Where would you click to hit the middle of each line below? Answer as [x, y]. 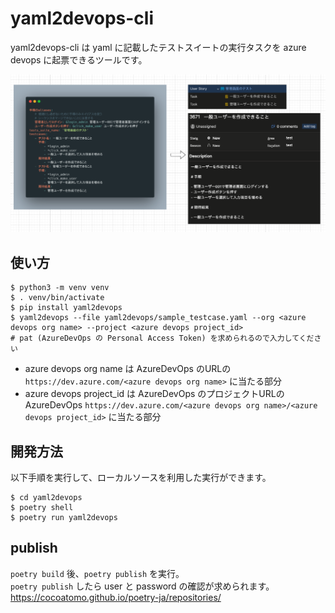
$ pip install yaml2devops [66, 308]
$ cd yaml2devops [46, 498]
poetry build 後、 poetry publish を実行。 [97, 573]
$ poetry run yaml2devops [64, 518]
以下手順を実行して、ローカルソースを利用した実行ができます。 [141, 478]
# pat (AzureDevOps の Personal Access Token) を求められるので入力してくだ [162, 338]
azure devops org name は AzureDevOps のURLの [128, 369]
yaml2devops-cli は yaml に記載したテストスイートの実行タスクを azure [158, 47]
